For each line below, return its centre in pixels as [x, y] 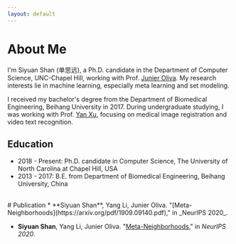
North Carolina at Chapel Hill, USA [68, 169]
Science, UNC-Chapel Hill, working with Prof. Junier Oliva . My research [112, 78]
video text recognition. [40, 122]
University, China [43, 184]
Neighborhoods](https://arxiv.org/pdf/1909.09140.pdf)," [89, 213]
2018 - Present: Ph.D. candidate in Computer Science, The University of [123, 161]
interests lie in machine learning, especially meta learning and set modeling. [118, 85]
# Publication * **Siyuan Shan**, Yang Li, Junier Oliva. [87, 205]
